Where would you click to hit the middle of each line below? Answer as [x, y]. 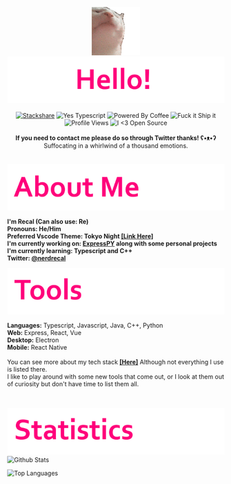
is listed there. [27, 369]
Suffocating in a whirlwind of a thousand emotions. [116, 145]
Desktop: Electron [33, 340]
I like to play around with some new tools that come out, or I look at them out [115, 376]
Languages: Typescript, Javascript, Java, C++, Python [85, 325]
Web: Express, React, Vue [44, 333]
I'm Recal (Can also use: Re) [48, 221]
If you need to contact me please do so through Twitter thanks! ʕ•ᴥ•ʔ [116, 138]
